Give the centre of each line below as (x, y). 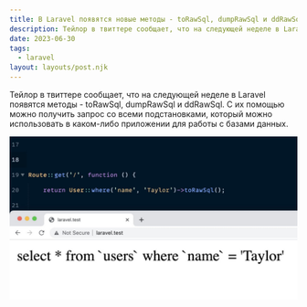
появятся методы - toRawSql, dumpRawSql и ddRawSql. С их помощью (147, 104)
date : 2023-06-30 (42, 38)
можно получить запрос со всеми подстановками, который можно (141, 114)
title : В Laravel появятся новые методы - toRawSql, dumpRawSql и (138, 19)
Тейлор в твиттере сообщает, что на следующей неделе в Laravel (138, 95)
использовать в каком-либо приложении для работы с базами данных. (149, 124)
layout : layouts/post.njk (58, 68)
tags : (20, 48)
